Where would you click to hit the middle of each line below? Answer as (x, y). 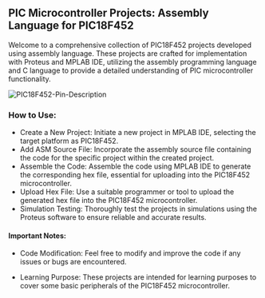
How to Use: (32, 115)
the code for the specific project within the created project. (117, 158)
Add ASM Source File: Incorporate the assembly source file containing (135, 149)
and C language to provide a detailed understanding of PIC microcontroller (131, 70)
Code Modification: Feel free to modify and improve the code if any (130, 253)
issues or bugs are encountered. (73, 262)
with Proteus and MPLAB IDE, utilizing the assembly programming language (132, 62)
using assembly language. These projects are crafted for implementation (128, 53)
